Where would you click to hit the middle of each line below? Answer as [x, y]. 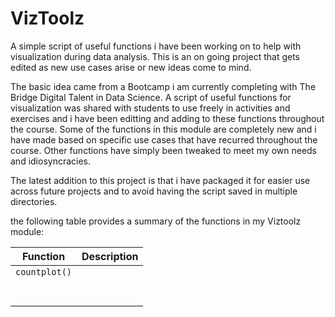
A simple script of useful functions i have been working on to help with [156, 46]
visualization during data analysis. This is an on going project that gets [155, 56]
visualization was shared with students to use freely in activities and [150, 108]
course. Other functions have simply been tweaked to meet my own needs [164, 150]
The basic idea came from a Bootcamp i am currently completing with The [163, 86]
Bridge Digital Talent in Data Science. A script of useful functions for [151, 97]
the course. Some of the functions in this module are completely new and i [163, 129]
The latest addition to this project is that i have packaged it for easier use [160, 180]
